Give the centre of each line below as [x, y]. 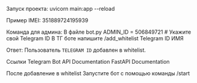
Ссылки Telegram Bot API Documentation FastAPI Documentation [88, 62]
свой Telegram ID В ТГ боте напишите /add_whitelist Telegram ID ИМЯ [95, 38]
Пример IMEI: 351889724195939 [47, 20]
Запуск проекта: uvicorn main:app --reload [61, 9]
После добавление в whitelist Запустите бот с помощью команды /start [98, 73]
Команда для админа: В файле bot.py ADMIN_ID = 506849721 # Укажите [99, 32]
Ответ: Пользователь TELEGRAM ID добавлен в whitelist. [76, 50]
